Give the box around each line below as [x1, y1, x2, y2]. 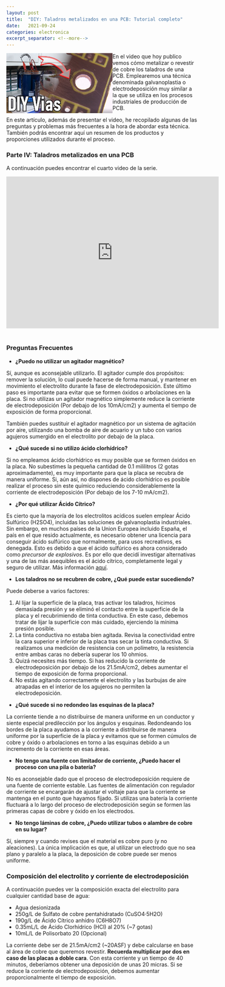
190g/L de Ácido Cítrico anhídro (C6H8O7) [15, 917, 121, 924]
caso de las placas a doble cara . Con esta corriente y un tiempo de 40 [6, 954, 184, 962]
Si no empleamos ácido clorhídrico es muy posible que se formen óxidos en [6, 456, 196, 463]
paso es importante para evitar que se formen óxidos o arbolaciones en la [6, 389, 191, 396]
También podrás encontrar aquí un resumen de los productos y [6, 129, 164, 137]
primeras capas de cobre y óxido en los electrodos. [6, 807, 135, 815]
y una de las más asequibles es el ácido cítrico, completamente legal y [6, 557, 183, 564]
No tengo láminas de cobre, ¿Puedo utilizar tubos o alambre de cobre [15, 819, 193, 826]
